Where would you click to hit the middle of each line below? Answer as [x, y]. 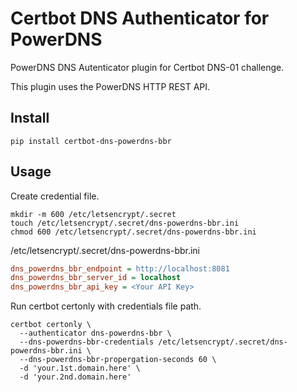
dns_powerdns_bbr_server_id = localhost [96, 278]
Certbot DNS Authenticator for [140, 18]
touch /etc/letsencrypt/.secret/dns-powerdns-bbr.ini [125, 223]
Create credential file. [55, 196]
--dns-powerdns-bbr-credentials [87, 342]
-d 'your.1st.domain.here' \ [80, 368]
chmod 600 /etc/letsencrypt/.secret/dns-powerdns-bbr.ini [133, 232]
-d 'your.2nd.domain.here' [75, 377]
